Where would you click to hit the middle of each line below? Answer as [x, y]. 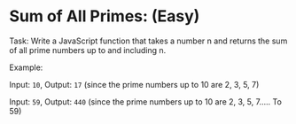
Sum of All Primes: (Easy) [105, 16]
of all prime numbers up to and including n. [88, 50]
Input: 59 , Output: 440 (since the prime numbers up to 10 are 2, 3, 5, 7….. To [145, 101]
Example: [26, 67]
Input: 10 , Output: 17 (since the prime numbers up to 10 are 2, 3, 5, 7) [134, 84]
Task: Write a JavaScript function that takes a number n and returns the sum [148, 41]
